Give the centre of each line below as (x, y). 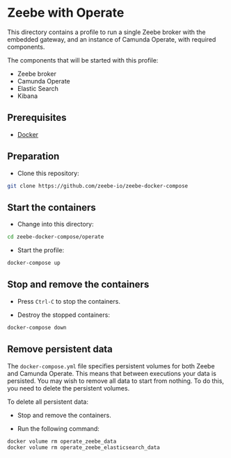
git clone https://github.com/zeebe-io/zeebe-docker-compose (98, 186)
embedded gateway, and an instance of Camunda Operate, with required (112, 39)
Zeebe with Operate (66, 13)
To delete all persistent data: (48, 402)
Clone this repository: (48, 173)
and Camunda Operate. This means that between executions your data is (112, 373)
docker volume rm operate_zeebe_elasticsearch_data (83, 448)
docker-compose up (34, 263)
